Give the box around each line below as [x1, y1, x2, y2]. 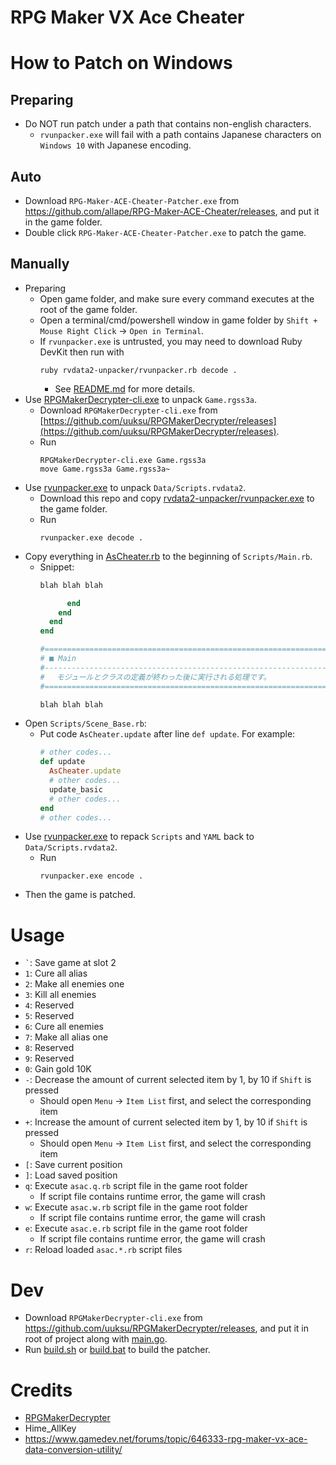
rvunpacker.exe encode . [39, 871, 144, 881]
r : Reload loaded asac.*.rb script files [24, 1244, 183, 1256]
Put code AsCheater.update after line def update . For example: [39, 728, 296, 740]
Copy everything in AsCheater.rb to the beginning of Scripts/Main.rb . [24, 550, 313, 562]
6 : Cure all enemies [24, 1021, 104, 1033]
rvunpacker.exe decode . [39, 532, 144, 543]
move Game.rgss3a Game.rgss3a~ [39, 464, 171, 474]
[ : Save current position [24, 1159, 123, 1171]
